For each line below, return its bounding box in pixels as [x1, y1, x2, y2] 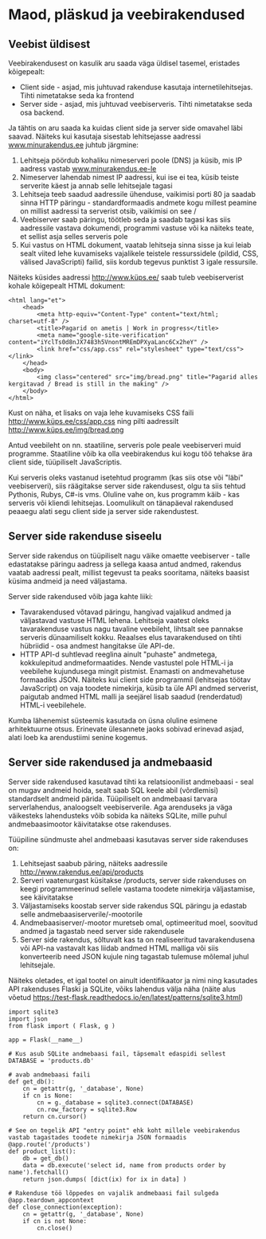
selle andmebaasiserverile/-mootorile [19, 909, 143, 919]
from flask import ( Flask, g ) [8, 1021, 115, 1029]
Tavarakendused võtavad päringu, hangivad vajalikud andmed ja [19, 607, 232, 617]
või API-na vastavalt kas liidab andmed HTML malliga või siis [19, 943, 219, 953]
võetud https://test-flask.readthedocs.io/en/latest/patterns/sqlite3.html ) [8, 992, 244, 1002]
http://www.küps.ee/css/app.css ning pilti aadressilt [8, 417, 179, 425]
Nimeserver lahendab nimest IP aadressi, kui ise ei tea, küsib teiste [19, 173, 239, 182]
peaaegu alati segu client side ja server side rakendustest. [8, 507, 199, 516]
